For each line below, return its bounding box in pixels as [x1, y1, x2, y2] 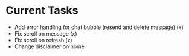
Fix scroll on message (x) [14, 30, 77, 37]
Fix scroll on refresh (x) [14, 36, 73, 43]
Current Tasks [5, 4, 78, 17]
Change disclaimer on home [14, 43, 85, 50]
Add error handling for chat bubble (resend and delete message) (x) [14, 23, 184, 31]
